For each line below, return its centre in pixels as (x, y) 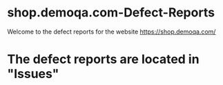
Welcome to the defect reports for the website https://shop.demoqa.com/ (111, 32)
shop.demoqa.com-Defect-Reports (111, 13)
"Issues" (33, 74)
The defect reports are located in (103, 59)
